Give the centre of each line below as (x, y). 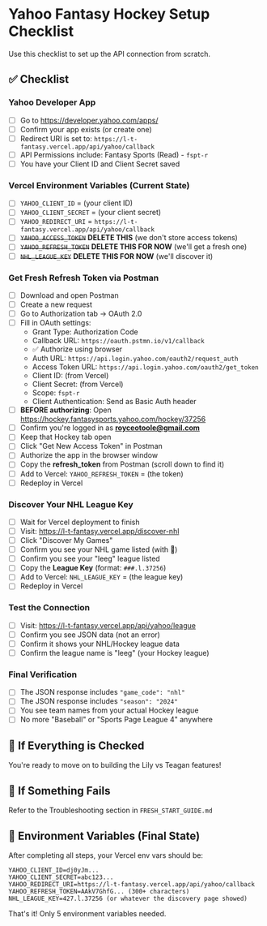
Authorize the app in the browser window (89, 455)
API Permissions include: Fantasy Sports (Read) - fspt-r (114, 154)
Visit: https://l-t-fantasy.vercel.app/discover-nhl (100, 532)
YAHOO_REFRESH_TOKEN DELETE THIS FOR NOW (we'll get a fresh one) (133, 247)
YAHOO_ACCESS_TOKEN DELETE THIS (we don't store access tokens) (129, 238)
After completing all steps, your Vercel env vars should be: (106, 855)
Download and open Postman (69, 295)
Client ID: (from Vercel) (70, 376)
